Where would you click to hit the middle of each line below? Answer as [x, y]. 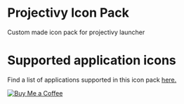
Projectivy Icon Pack [68, 13]
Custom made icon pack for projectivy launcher [76, 32]
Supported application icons [92, 60]
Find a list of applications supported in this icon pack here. [92, 80]
